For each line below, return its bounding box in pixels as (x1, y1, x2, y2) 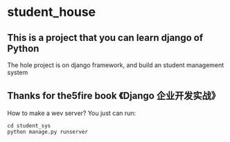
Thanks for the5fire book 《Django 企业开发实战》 (7, 90, 220, 102)
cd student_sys (7, 122, 51, 129)
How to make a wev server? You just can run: (7, 109, 136, 117)
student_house (7, 4, 96, 20)
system (7, 69, 28, 76)
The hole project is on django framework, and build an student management (7, 61, 224, 69)
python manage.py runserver (7, 128, 89, 135)
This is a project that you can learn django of (7, 32, 204, 44)
